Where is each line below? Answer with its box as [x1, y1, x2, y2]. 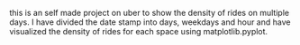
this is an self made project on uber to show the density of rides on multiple [9, 8, 290, 18]
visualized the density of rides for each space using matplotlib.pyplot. [9, 26, 268, 36]
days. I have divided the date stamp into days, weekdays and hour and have [9, 17, 291, 27]
